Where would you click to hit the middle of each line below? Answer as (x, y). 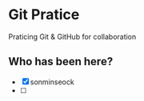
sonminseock (52, 82)
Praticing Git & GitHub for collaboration (72, 37)
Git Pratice (44, 15)
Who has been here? (61, 62)
